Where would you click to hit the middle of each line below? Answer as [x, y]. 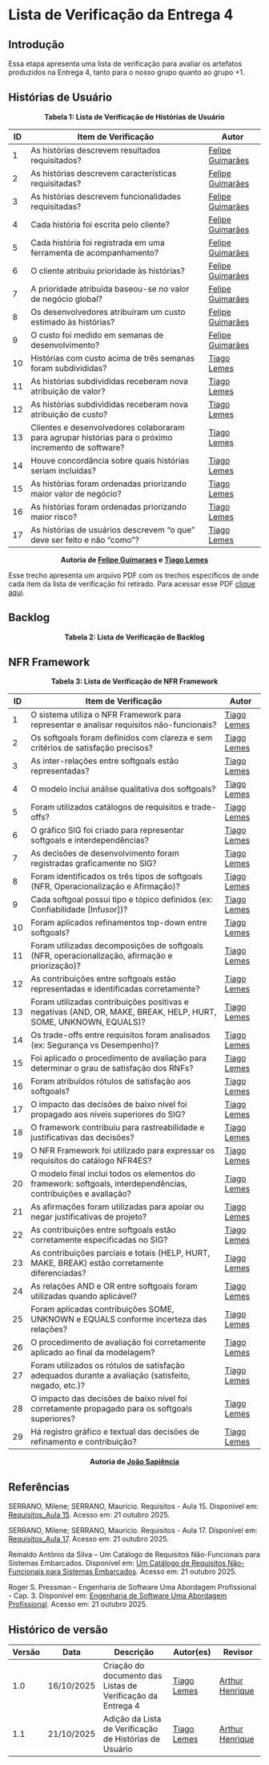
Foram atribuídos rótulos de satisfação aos [111, 1081]
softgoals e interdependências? [90, 840]
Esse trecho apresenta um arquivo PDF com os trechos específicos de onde [134, 575]
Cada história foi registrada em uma [98, 243]
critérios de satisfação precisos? [92, 748]
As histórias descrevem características [104, 173]
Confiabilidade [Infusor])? [79, 909]
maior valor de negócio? [76, 493]
